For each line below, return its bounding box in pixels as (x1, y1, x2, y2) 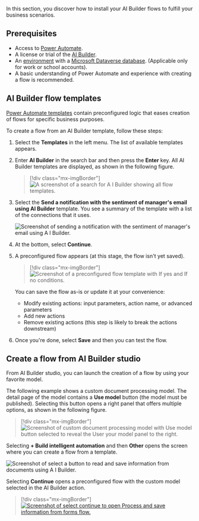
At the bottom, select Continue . (14, 241, 93, 248)
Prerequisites (6, 29, 57, 39)
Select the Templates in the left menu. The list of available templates (14, 138, 183, 145)
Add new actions (23, 312, 65, 320)
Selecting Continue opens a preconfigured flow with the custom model (6, 478, 181, 485)
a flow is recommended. (14, 76, 74, 83)
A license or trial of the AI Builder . (14, 51, 97, 58)
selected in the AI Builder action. (6, 484, 86, 491)
